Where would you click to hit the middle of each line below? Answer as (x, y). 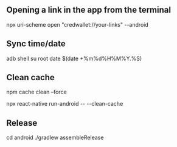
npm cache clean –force (36, 92)
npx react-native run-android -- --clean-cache (65, 104)
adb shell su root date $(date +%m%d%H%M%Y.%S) (74, 58)
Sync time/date (36, 44)
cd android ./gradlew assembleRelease (55, 138)
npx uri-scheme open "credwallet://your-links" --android (78, 24)
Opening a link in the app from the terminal (89, 10)
